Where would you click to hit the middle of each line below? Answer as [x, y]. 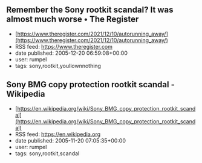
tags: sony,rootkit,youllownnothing [58, 66]
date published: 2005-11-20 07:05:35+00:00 [70, 140]
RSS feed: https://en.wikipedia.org [58, 134]
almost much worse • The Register [73, 20]
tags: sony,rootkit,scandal [47, 153]
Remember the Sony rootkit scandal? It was [90, 10]
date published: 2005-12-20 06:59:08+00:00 [71, 53]
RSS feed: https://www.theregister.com [64, 46]
